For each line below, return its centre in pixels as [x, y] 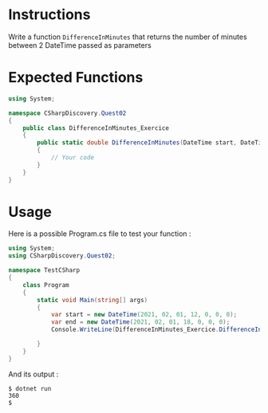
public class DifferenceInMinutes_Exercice [96, 128]
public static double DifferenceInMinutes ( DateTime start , [137, 143]
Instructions [49, 15]
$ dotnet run [30, 388]
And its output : [33, 374]
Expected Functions [76, 78]
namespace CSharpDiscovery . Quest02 [67, 113]
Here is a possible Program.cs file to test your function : [100, 234]
